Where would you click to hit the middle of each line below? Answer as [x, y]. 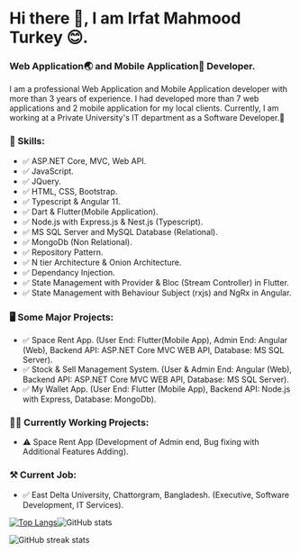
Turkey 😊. [49, 37]
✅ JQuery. [41, 181]
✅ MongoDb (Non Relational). [77, 241]
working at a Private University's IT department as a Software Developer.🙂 [147, 118]
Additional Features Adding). [75, 452]
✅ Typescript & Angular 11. [72, 201]
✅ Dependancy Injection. [68, 272]
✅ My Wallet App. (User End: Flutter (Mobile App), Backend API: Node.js [156, 389]
